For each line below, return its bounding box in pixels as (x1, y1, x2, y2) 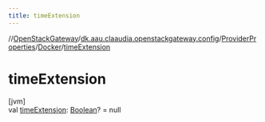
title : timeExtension (8, 11, 81, 20)
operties (8, 41, 36, 52)
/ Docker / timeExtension (35, 41, 111, 52)
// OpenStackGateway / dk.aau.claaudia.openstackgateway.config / (8, 33, 222, 43)
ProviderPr (221, 33, 257, 43)
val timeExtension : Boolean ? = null (8, 104, 121, 114)
